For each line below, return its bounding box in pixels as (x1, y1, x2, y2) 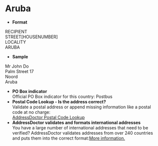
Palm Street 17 (5, 68, 34, 74)
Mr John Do (5, 63, 29, 69)
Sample (12, 53, 28, 59)
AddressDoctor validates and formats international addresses (12, 120, 141, 125)
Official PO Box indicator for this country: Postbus (12, 94, 113, 99)
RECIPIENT (5, 28, 28, 34)
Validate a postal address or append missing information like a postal (12, 104, 151, 110)
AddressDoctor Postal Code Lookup (12, 114, 85, 120)
